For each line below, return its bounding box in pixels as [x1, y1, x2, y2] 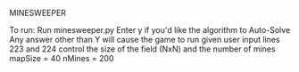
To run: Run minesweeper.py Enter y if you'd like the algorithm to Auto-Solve [9, 25, 291, 35]
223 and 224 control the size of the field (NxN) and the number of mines [9, 44, 276, 54]
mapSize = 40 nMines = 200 [9, 53, 114, 63]
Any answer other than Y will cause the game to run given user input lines [9, 35, 280, 44]
